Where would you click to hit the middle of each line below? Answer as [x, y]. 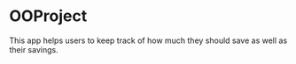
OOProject [48, 16]
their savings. [34, 49]
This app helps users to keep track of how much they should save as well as [148, 40]
